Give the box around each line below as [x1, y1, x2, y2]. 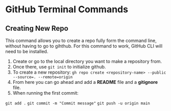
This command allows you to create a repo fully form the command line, [5, 37, 157, 43]
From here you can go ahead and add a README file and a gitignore [12, 79, 158, 85]
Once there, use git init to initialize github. [12, 64, 106, 70]
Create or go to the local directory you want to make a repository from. [12, 58, 162, 64]
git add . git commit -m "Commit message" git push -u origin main [5, 101, 150, 106]
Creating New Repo [5, 24, 69, 33]
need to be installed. [5, 49, 49, 54]
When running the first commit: [12, 90, 79, 96]
